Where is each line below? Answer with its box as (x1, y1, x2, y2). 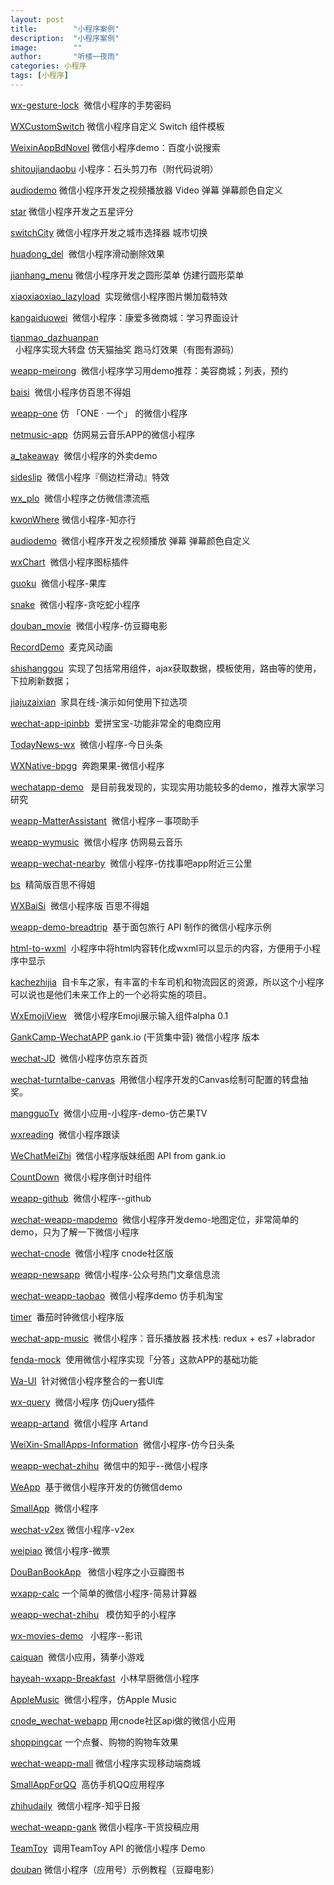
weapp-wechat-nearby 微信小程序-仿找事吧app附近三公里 (10, 857, 253, 869)
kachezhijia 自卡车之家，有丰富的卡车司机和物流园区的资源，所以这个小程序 (10, 976, 325, 988)
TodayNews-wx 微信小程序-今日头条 (10, 738, 163, 750)
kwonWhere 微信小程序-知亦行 (10, 513, 137, 525)
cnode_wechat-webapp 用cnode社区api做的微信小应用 (10, 1714, 237, 1726)
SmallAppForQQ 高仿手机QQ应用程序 (10, 1778, 165, 1790)
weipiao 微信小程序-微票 (10, 1544, 111, 1556)
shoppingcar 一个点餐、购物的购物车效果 (10, 1736, 179, 1748)
